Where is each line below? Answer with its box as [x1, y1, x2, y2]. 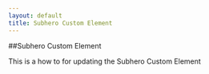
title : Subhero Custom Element [8, 19, 113, 27]
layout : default [8, 11, 62, 20]
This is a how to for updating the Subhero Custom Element [8, 56, 202, 66]
